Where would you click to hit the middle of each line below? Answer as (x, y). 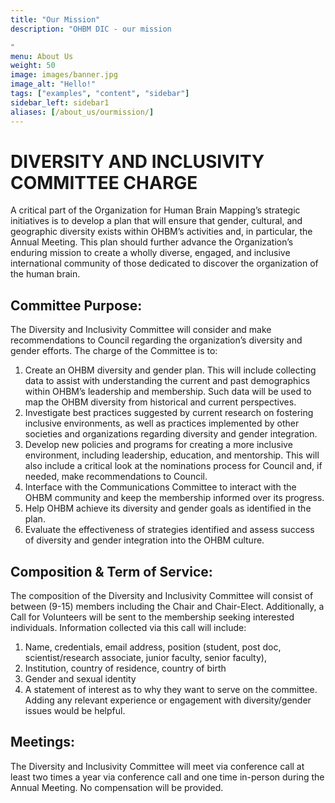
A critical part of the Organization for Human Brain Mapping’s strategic (155, 210)
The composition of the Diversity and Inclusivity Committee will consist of (162, 596)
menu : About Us (42, 56)
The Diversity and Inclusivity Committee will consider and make (141, 330)
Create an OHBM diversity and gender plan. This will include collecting (170, 370)
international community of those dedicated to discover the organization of (164, 263)
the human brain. (45, 274)
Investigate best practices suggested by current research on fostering (169, 413)
